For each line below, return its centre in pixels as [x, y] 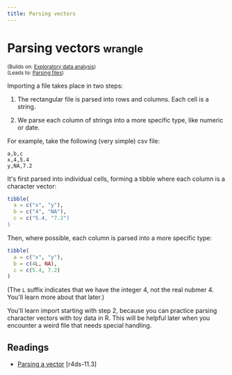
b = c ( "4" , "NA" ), [40, 212]
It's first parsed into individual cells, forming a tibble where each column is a [116, 179]
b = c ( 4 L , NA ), [35, 264]
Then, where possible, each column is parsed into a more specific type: [110, 238]
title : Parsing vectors [42, 14]
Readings [28, 348]
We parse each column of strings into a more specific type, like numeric [120, 120]
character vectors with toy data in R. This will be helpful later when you [109, 318]
